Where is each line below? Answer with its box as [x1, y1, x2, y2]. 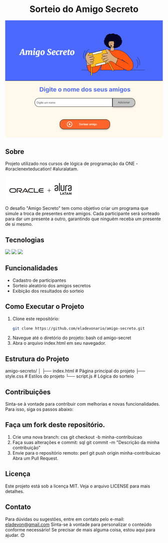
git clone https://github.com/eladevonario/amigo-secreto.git [12, 326, 145, 331]
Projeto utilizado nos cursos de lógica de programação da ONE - [5, 161, 138, 167]
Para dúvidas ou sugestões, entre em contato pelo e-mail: [5, 516, 124, 522]
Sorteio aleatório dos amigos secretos [12, 282, 91, 288]
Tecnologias [5, 236, 44, 244]
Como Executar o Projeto [5, 302, 84, 311]
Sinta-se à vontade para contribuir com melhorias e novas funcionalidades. [5, 401, 160, 407]
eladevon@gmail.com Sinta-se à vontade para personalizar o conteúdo [5, 521, 152, 528]
